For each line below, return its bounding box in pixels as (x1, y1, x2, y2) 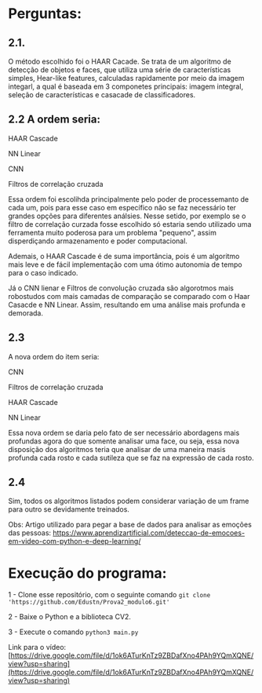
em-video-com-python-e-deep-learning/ (8, 537, 141, 546)
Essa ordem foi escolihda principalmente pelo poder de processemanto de (8, 194, 249, 204)
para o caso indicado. (8, 268, 78, 277)
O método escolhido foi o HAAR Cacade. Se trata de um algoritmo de (8, 57, 231, 66)
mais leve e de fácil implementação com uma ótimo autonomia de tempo (8, 260, 242, 269)
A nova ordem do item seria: (8, 352, 100, 361)
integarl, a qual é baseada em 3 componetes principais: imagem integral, (8, 82, 244, 91)
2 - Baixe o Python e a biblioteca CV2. (8, 612, 132, 622)
